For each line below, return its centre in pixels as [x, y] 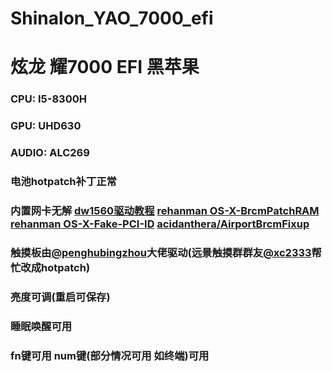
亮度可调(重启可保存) [60, 297]
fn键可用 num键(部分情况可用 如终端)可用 [110, 355]
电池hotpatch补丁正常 [63, 182]
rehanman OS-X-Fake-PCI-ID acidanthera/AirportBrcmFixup [160, 224]
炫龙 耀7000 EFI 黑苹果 [105, 67]
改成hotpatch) [55, 267]
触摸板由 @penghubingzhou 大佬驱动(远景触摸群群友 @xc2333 [161, 252]
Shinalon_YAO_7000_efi [112, 18]
